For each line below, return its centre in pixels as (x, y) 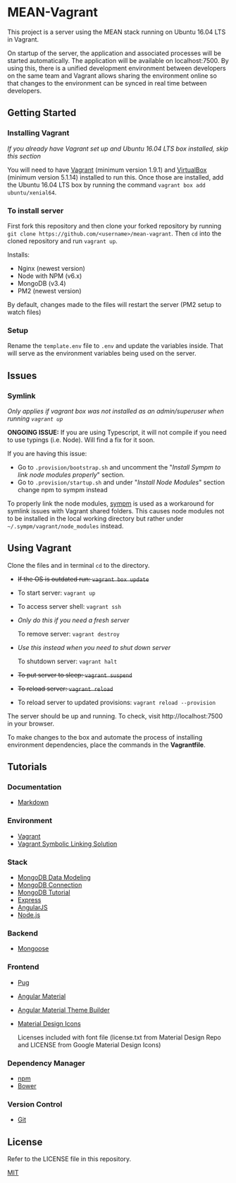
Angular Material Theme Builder (64, 1010)
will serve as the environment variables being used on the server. (102, 354)
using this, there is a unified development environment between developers (117, 68)
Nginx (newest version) (51, 268)
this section (24, 156)
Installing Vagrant (38, 133)
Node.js (29, 915)
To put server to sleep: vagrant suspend (75, 675)
